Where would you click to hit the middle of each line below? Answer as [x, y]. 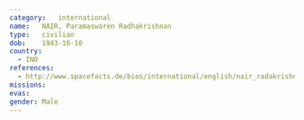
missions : [28, 85]
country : [26, 51]
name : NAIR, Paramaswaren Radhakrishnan [90, 26]
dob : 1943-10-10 [46, 43]
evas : [19, 93]
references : [32, 69]
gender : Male [34, 102]
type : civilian [42, 34]
